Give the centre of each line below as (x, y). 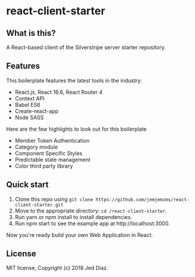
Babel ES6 (28, 104)
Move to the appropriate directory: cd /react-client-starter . (91, 211)
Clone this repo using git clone (54, 199)
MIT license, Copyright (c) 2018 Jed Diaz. (57, 268)
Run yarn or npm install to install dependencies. (74, 217)
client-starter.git (39, 205)
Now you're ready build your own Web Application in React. (80, 235)
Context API (30, 98)
